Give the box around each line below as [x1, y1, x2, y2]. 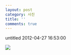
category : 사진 [5, 12, 35, 17]
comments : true [5, 21, 37, 26]
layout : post [5, 7, 33, 12]
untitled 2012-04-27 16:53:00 [5, 35, 66, 41]
